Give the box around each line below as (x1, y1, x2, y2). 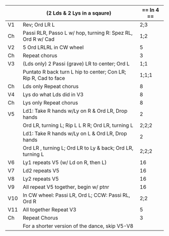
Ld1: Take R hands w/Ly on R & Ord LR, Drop (22, 108, 128, 114)
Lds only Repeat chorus (22, 83, 79, 90)
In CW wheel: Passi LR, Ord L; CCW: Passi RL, (22, 192, 130, 198)
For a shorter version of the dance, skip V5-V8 (22, 222, 134, 229)
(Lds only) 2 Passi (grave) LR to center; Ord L (22, 60, 130, 67)
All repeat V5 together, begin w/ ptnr (22, 184, 110, 190)
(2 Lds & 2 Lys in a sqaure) (46, 10, 112, 17)
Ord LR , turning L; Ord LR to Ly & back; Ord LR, (22, 144, 134, 151)
